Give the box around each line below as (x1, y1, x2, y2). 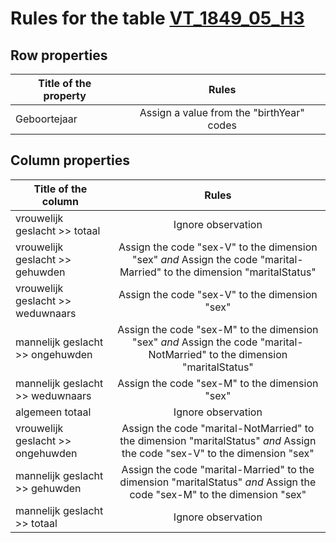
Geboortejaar (15, 112, 78, 126)
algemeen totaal (15, 405, 92, 419)
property (43, 89, 87, 102)
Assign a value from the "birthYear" (139, 106, 305, 119)
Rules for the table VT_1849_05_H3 (10, 7, 305, 30)
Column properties (10, 152, 130, 169)
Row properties (10, 47, 108, 64)
